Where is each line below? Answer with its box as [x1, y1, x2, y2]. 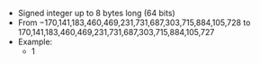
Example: [17, 36, 53, 47]
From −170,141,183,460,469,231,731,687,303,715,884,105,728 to [17, 17, 251, 28]
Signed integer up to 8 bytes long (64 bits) [17, 8, 175, 18]
